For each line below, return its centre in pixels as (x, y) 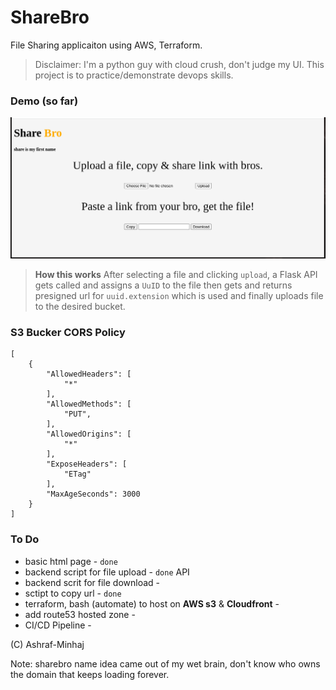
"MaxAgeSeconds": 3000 (93, 494)
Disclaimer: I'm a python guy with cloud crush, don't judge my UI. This (179, 64)
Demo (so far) (44, 101)
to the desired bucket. (80, 307)
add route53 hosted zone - (80, 614)
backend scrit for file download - (92, 582)
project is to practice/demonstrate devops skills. (134, 75)
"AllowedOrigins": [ (89, 434)
